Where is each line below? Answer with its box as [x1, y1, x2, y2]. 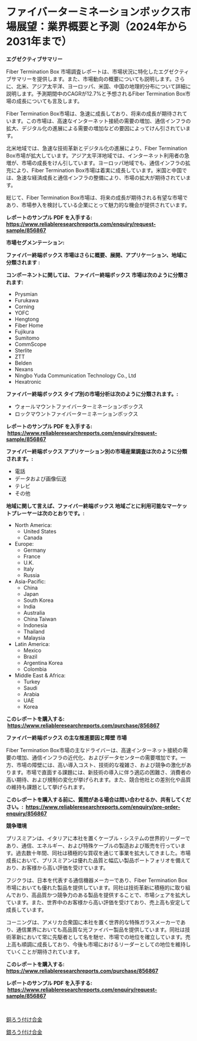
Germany [23, 546, 46, 554]
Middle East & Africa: [14, 671, 66, 678]
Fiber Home [14, 322, 44, 329]
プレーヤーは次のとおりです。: [11, 509, 85, 516]
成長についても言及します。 [16, 97, 83, 104]
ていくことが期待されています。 [6, 948, 84, 955]
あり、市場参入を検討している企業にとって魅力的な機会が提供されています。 [6, 201, 191, 208]
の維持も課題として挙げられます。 [6, 783, 88, 790]
